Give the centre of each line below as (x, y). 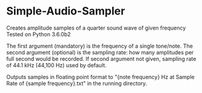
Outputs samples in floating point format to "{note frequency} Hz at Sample (101, 77)
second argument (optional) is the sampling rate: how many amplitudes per (100, 52)
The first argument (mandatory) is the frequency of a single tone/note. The (99, 46)
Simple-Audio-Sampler (66, 11)
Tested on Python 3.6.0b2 (39, 34)
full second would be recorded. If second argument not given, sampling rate (101, 59)
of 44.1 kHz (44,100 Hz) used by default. (56, 65)
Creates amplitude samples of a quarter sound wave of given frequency (96, 28)
